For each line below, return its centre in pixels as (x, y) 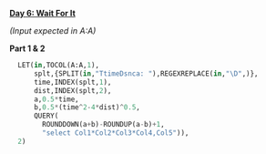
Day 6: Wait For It (42, 13)
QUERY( (46, 116)
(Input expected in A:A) (53, 31)
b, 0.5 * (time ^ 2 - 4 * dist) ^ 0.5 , (87, 108)
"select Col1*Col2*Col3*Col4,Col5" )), (116, 133)
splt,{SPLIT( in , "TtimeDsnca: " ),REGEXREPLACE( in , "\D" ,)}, (146, 73)
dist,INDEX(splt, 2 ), (72, 90)
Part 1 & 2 (27, 48)
